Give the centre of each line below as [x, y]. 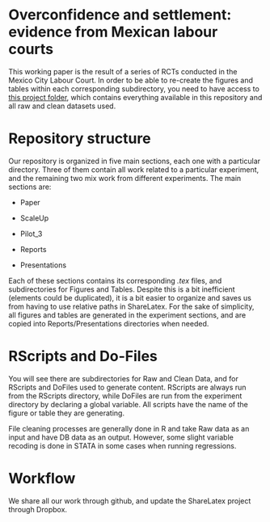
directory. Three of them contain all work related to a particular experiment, [134, 169]
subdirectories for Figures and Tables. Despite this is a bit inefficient [122, 289]
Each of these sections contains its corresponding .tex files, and [115, 280]
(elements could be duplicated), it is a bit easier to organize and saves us [130, 297]
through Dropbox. [38, 509]
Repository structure [80, 139]
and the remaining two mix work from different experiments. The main [125, 178]
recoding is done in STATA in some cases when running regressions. [122, 445]
